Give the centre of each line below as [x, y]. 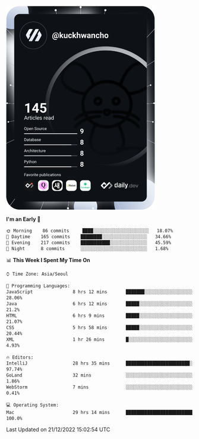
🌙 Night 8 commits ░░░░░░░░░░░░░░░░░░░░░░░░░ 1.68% [87, 248]
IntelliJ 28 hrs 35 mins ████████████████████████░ [99, 363]
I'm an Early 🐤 [23, 219]
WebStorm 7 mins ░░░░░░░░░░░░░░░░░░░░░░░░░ [99, 387]
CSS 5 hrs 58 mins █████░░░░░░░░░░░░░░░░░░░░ [99, 328]
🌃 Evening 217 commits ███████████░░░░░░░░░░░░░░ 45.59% [89, 242]
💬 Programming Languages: [38, 286]
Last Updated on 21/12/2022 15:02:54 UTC [58, 429]
